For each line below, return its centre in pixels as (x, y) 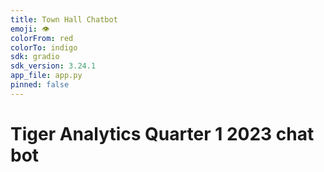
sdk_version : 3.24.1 (53, 66)
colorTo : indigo (44, 47)
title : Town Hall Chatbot (64, 19)
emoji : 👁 (30, 29)
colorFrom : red (42, 38)
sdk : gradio (35, 57)
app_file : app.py (46, 76)
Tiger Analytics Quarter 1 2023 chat (162, 133)
